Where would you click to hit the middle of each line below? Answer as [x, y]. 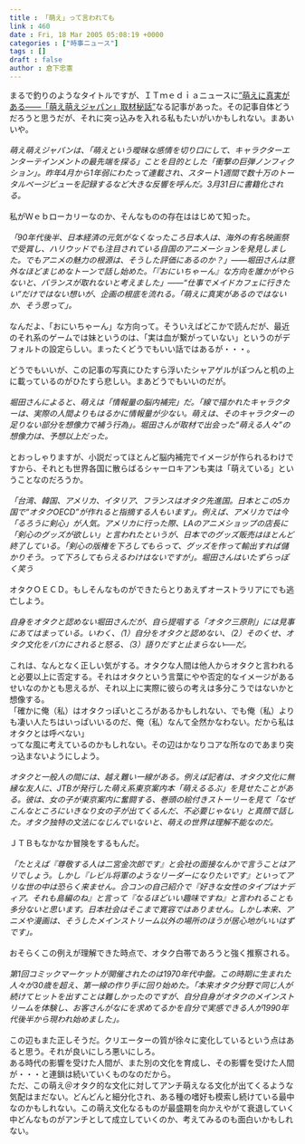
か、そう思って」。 [43, 305]
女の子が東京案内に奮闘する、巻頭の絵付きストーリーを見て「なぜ [172, 799]
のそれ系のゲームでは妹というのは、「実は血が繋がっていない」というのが [146, 337]
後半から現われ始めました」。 [71, 1019]
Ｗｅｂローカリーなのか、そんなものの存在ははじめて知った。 [140, 216]
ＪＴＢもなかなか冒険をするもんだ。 [77, 842]
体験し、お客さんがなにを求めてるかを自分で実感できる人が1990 [161, 1007]
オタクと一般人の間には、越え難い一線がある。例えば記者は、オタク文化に [148, 776]
